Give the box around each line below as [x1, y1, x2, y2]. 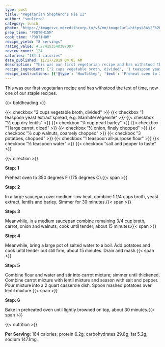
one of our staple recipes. [5, 90, 57, 96]
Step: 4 [5, 233, 21, 239]
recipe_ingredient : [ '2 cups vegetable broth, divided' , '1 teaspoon [5, 67, 151, 72]
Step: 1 [5, 165, 20, 171]
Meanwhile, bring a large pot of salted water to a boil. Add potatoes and [5, 242, 151, 248]
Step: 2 [5, 184, 21, 190]
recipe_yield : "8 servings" [5, 39, 63, 44]
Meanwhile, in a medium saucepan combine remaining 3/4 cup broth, [5, 218, 146, 224]
